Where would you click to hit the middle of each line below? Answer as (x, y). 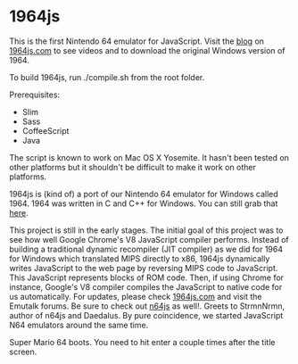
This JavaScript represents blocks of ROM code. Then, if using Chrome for (146, 277)
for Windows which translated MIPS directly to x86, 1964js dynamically (140, 258)
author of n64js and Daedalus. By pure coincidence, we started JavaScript (146, 315)
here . (19, 212)
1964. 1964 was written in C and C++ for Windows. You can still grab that (144, 203)
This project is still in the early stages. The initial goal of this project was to (146, 230)
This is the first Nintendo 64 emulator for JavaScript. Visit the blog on (137, 41)
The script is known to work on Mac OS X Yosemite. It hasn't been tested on (149, 157)
